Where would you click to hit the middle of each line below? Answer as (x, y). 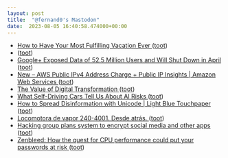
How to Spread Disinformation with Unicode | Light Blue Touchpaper (114, 104)
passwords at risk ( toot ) (50, 147)
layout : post (26, 13)
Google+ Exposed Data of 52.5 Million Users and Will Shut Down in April (119, 60)
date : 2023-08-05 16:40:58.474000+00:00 (67, 26)
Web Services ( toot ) (45, 82)
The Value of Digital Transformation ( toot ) (76, 89)
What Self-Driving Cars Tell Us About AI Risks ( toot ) (90, 96)
